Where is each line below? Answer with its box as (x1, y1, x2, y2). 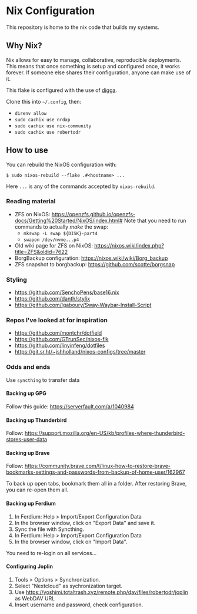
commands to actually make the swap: (14, 223, 109, 230)
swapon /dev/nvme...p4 (23, 237, 79, 243)
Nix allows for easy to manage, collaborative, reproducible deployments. (6, 56, 182, 63)
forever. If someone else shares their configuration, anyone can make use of (6, 69, 191, 76)
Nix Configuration (6, 4, 95, 18)
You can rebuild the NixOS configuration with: (6, 161, 117, 168)
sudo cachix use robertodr (14, 129, 81, 135)
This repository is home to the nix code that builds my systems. (6, 24, 160, 31)
